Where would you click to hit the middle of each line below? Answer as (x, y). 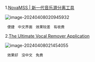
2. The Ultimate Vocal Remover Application (47, 36)
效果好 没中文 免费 (25, 55)
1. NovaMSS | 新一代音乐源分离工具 (40, 8)
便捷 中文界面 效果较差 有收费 (36, 27)
